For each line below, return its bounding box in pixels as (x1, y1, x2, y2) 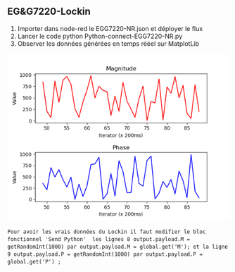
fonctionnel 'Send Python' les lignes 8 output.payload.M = (7, 235, 191, 242)
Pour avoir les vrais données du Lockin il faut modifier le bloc (7, 228, 206, 235)
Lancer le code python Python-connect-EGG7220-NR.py (17, 32, 183, 40)
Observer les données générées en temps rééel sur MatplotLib (17, 39, 199, 48)
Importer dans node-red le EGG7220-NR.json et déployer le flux (17, 24, 203, 32)
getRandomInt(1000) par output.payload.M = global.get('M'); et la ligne (7, 243, 229, 250)
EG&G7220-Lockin (7, 6, 91, 18)
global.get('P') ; (7, 258, 61, 265)
